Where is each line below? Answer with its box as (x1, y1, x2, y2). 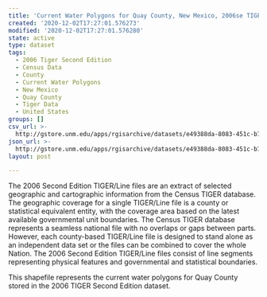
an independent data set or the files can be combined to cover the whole (8, 240, 246, 250)
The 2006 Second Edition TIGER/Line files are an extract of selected (8, 181, 232, 191)
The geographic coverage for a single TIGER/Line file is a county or (8, 198, 229, 208)
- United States (15, 108, 69, 116)
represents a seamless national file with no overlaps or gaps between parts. (8, 224, 257, 233)
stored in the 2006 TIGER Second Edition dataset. (8, 281, 171, 291)
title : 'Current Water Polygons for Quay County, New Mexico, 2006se (8, 11, 244, 20)
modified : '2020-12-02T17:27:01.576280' (8, 26, 145, 34)
